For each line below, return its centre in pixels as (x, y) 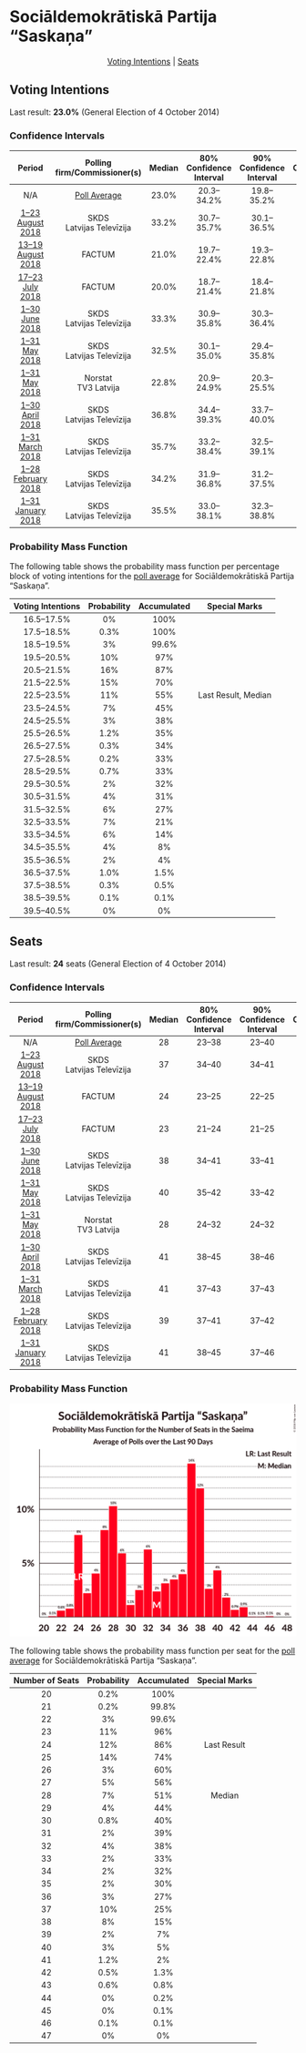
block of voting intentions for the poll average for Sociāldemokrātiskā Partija (152, 577)
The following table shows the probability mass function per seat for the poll (153, 1650)
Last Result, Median (235, 695)
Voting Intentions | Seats (153, 61)
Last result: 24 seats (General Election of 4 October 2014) (118, 964)
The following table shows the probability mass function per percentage (144, 567)
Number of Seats (46, 1680)
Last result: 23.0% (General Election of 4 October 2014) (115, 112)
